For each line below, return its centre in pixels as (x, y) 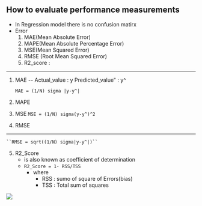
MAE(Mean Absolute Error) (57, 37)
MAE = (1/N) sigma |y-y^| (47, 91)
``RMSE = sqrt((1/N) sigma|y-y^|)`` (52, 142)
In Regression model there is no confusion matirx (76, 24)
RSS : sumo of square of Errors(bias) (87, 178)
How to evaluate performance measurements (93, 10)
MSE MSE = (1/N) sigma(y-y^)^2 (55, 114)
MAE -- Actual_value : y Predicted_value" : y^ (70, 80)
